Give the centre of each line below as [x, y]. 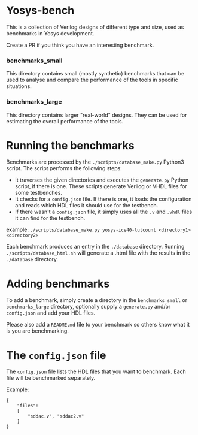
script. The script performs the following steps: [64, 168]
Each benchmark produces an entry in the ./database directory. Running [95, 247]
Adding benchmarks [58, 284]
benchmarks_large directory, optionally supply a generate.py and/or [89, 307]
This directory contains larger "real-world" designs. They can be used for [97, 115]
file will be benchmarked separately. [51, 378]
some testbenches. [39, 193]
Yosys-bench [40, 10]
